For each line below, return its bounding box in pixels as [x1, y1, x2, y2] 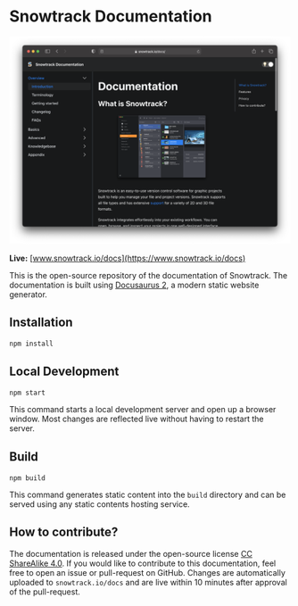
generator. [9, 288, 47, 300]
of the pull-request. [9, 586, 80, 597]
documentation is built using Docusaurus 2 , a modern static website [9, 279, 260, 290]
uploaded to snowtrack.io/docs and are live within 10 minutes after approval [9, 577, 287, 587]
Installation [9, 314, 73, 329]
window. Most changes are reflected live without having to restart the [9, 413, 264, 425]
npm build [9, 473, 46, 483]
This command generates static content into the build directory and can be [9, 489, 286, 500]
